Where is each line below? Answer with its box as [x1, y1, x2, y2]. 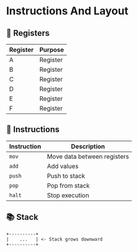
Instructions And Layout [6, 4, 128, 18]
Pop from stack [47, 181, 90, 189]
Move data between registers [47, 152, 130, 161]
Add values [47, 162, 79, 170]
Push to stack [47, 171, 85, 180]
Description [70, 142, 106, 150]
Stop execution [47, 191, 90, 199]
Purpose [39, 46, 65, 54]
